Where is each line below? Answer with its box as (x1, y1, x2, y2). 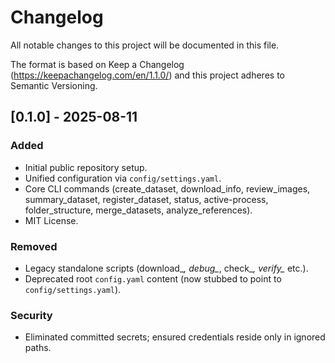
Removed (10, 239, 58, 253)
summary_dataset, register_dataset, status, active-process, (24, 193, 269, 205)
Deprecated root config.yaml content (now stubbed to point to (24, 272, 282, 285)
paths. (24, 342, 52, 354)
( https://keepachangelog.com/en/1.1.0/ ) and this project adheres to (10, 69, 285, 81)
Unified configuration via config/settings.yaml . (24, 172, 222, 184)
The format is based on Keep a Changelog (10, 58, 185, 70)
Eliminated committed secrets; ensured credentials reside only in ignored (24, 331, 326, 343)
